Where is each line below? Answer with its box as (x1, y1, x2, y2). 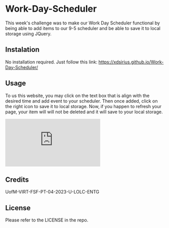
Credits (5, 175, 29, 184)
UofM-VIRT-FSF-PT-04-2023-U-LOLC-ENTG (5, 189, 100, 195)
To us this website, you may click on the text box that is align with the (5, 92, 150, 99)
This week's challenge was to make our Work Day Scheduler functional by (5, 20, 160, 26)
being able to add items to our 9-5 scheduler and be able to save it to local (5, 25, 161, 31)
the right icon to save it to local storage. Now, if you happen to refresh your (5, 103, 162, 109)
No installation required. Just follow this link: (5, 59, 98, 65)
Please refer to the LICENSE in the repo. (5, 217, 89, 223)
